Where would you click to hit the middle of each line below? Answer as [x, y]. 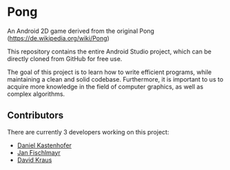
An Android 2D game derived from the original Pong [81, 31]
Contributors [35, 116]
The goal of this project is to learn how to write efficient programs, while [109, 72]
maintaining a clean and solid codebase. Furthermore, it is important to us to [115, 79]
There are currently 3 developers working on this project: [88, 132]
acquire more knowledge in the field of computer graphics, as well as [105, 86]
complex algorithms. [36, 94]
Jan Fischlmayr [39, 152]
